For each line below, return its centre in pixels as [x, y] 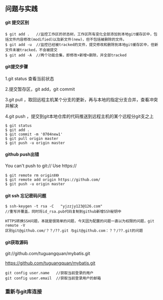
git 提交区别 [17, 22]
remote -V [15, 226]
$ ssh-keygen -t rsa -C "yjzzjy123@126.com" [54, 207]
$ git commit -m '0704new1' [34, 134]
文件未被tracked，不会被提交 [31, 50]
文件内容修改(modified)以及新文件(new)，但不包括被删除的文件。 [68, 39]
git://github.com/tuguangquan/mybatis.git [48, 254]
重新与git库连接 [23, 292]
